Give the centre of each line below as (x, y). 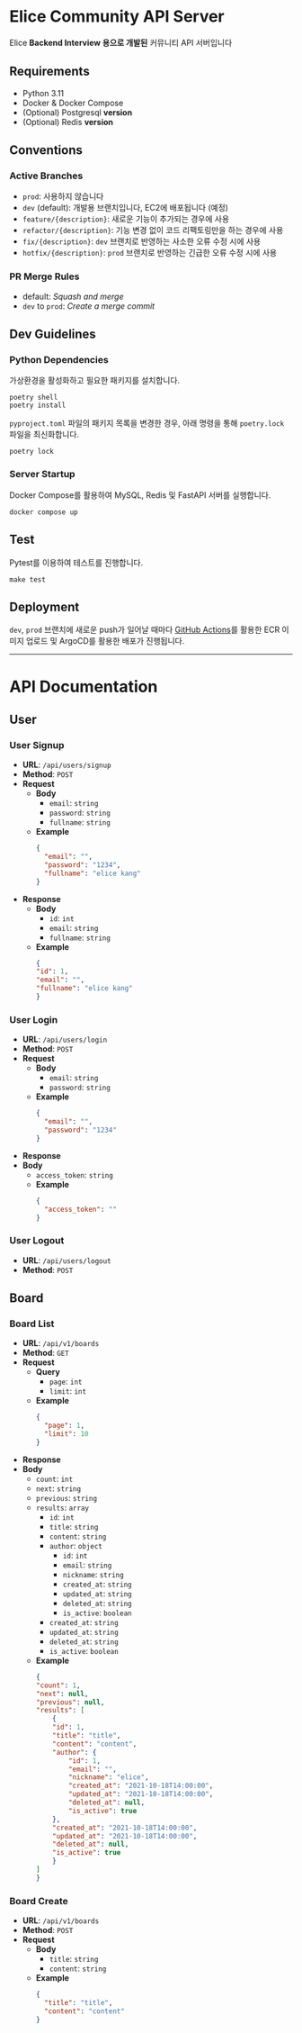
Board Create (39, 1901)
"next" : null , (62, 1694)
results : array (62, 1507)
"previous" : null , (70, 1702)
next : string (58, 1488)
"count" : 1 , (58, 1685)
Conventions (46, 150)
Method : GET (45, 1353)
